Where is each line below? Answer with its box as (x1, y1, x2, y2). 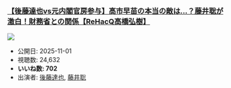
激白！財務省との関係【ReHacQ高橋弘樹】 (7, 16, 150, 26)
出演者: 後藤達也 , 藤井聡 (17, 73, 86, 82)
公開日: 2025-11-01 (17, 47, 72, 55)
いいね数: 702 (17, 64, 57, 73)
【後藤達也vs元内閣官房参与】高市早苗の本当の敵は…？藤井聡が (7, 6, 224, 15)
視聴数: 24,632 (17, 56, 61, 64)
